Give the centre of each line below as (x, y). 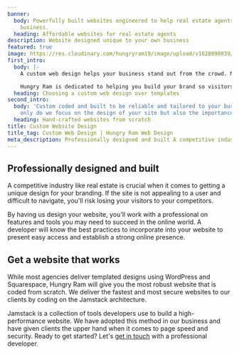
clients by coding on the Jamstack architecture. (77, 299)
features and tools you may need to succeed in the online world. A (105, 222)
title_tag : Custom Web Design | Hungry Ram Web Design (90, 133)
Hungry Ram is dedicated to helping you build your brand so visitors (127, 86)
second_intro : (28, 100)
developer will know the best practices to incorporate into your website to (115, 230)
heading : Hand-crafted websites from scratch (83, 120)
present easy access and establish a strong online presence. (96, 237)
